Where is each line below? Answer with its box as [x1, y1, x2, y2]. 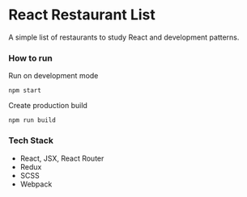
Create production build [8, 101, 87, 111]
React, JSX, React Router [19, 153, 104, 163]
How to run [8, 52, 53, 64]
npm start [8, 86, 42, 94]
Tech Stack [8, 135, 54, 146]
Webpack [19, 179, 53, 189]
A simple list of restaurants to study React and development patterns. [8, 32, 240, 42]
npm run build [8, 116, 57, 124]
